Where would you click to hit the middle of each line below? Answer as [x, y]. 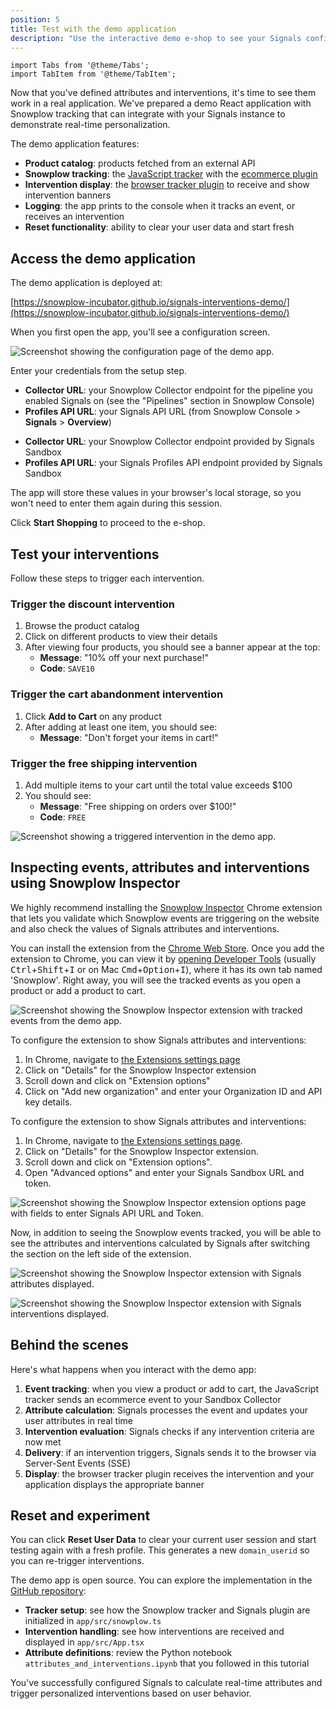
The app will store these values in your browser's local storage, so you [156, 493]
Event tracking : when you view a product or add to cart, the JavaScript [171, 1388]
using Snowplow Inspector [95, 883]
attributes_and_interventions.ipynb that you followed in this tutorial [167, 1663]
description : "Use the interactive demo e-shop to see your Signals [156, 38]
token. [38, 1183]
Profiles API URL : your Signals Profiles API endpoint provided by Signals [173, 463]
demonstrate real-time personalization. [90, 125]
